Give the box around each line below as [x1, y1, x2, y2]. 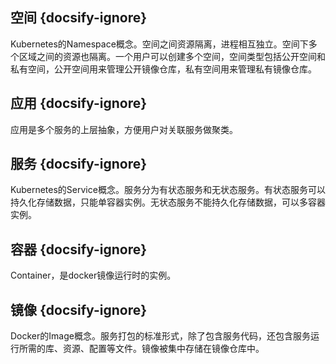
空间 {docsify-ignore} [10, 9, 148, 27]
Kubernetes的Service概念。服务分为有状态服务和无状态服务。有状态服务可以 [10, 184, 326, 196]
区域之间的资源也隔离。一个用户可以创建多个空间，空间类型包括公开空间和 [18, 50, 326, 62]
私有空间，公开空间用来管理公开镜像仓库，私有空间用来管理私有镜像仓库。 [10, 63, 317, 75]
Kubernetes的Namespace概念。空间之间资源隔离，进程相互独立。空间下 [10, 38, 309, 50]
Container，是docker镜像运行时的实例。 [10, 269, 177, 282]
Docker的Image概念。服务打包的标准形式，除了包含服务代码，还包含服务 [10, 330, 311, 342]
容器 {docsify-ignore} [10, 241, 148, 258]
